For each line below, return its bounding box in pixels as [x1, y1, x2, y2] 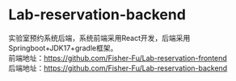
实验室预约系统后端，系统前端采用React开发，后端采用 [8, 33, 191, 43]
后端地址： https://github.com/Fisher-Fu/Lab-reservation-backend [8, 63, 228, 73]
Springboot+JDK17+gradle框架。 [8, 43, 118, 53]
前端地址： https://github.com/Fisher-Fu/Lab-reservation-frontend [8, 53, 228, 63]
